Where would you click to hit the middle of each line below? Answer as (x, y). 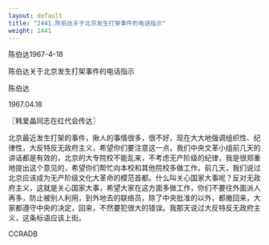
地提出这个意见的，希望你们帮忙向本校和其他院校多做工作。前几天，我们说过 (134, 168)
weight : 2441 (30, 30)
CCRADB (23, 234)
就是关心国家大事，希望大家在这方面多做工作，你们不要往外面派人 (152, 188)
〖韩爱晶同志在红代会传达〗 (54, 121)
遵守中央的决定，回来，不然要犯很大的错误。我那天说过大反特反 (127, 208)
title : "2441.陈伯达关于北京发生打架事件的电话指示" (87, 23)
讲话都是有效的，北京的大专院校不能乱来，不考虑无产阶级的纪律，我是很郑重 (134, 158)
